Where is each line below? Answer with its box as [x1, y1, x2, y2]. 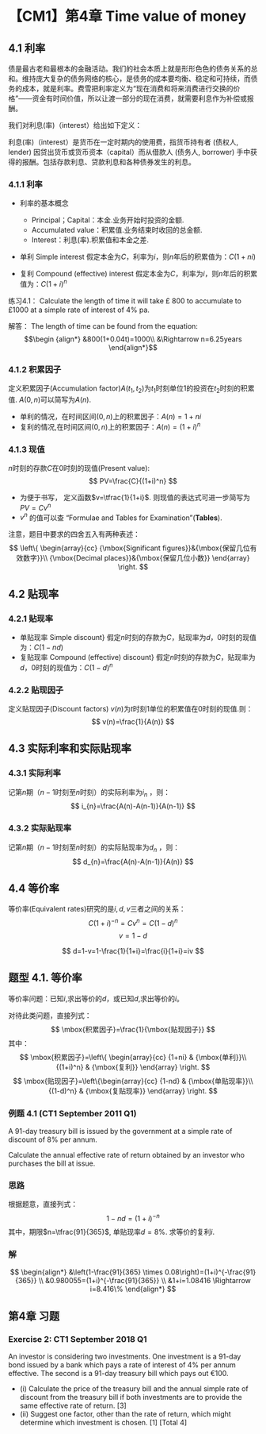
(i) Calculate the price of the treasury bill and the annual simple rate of [19, 1384, 249, 1394]
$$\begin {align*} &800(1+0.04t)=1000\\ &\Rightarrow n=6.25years [23, 334, 243, 344]
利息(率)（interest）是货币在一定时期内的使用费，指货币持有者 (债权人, [8, 137, 239, 147]
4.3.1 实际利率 [8, 768, 62, 779]
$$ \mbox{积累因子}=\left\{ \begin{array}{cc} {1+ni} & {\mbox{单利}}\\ [19, 1052, 247, 1062]
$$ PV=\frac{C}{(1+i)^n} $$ [88, 476, 178, 485]
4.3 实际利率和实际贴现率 [8, 742, 132, 755]
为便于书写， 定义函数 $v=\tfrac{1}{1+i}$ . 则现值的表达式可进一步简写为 [19, 493, 251, 502]
